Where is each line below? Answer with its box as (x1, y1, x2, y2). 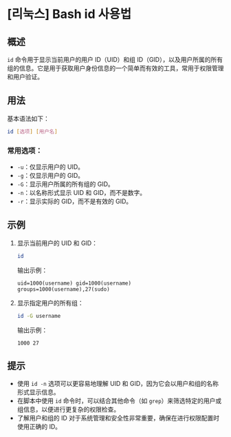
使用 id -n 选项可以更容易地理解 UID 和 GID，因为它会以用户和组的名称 (16, 380, 219, 388)
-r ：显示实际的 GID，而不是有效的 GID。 (16, 197, 133, 205)
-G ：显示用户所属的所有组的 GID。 (16, 180, 115, 188)
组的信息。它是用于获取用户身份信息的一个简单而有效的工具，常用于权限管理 (7, 64, 224, 72)
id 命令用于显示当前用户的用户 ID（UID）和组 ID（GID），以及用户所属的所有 (7, 56, 223, 63)
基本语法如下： (7, 114, 49, 123)
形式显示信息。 (16, 388, 60, 396)
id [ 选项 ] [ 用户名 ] (7, 128, 58, 135)
